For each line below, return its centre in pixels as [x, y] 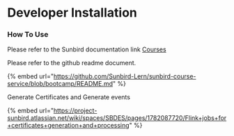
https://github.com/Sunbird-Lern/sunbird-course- [125, 76]
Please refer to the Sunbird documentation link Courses [87, 49]
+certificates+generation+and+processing [69, 126]
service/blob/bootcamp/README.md [60, 84]
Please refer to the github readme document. [72, 63]
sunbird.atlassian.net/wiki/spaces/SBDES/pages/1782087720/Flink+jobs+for [117, 118]
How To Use [28, 35]
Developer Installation [72, 13]
